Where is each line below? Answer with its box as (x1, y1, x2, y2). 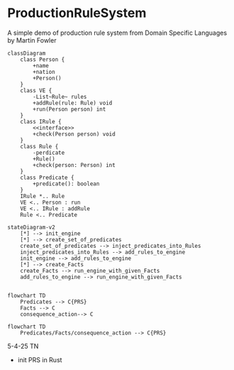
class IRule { (20, 118, 62, 125)
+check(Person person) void (33, 130, 116, 138)
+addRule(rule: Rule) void (33, 99, 113, 107)
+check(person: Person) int (33, 161, 116, 168)
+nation (33, 68, 55, 75)
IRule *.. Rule (20, 192, 65, 200)
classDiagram (7, 50, 46, 57)
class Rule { (20, 143, 59, 150)
